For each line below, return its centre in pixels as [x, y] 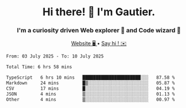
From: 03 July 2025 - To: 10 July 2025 [55, 56]
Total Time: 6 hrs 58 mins [39, 67]
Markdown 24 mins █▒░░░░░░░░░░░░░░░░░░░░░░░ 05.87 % [91, 83]
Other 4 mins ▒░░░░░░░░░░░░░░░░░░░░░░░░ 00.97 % [91, 99]
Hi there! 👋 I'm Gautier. [99, 12]
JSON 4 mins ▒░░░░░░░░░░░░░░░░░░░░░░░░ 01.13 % [91, 94]
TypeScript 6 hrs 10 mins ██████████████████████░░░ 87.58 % [91, 78]
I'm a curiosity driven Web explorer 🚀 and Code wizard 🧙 [99, 31]
